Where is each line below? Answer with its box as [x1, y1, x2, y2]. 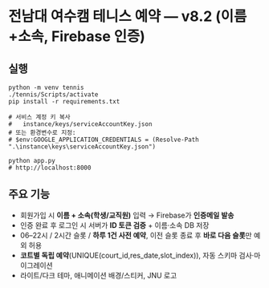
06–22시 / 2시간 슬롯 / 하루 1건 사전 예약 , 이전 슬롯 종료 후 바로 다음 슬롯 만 [19, 230, 252, 240]
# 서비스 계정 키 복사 [8, 113, 71, 121]
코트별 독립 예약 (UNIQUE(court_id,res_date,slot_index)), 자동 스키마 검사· [19, 250, 255, 260]
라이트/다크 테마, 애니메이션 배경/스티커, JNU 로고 [19, 270, 177, 280]
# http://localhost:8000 [8, 164, 92, 172]
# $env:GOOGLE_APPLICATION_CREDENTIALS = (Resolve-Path [8, 136, 199, 144]
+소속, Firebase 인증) [8, 27, 146, 46]
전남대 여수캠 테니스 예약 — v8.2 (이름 [8, 7, 247, 26]
